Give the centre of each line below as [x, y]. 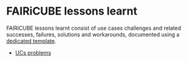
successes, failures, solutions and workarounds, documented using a [93, 34]
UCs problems [33, 52]
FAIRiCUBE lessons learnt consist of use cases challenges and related [94, 28]
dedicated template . [31, 41]
